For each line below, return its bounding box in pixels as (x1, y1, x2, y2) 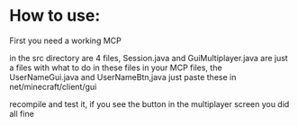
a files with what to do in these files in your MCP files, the (9, 62, 222, 73)
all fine (9, 108, 34, 119)
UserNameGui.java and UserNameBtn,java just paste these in (9, 71, 237, 82)
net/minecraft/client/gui (9, 81, 97, 92)
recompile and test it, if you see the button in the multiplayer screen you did (9, 98, 290, 109)
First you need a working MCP (9, 35, 122, 46)
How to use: (9, 5, 101, 26)
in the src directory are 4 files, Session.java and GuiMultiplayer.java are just (9, 52, 288, 63)
